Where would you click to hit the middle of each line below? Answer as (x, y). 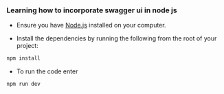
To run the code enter (47, 71)
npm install (23, 58)
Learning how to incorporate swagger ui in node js (92, 10)
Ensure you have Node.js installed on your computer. (91, 25)
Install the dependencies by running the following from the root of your (116, 38)
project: (27, 46)
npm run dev (23, 84)
